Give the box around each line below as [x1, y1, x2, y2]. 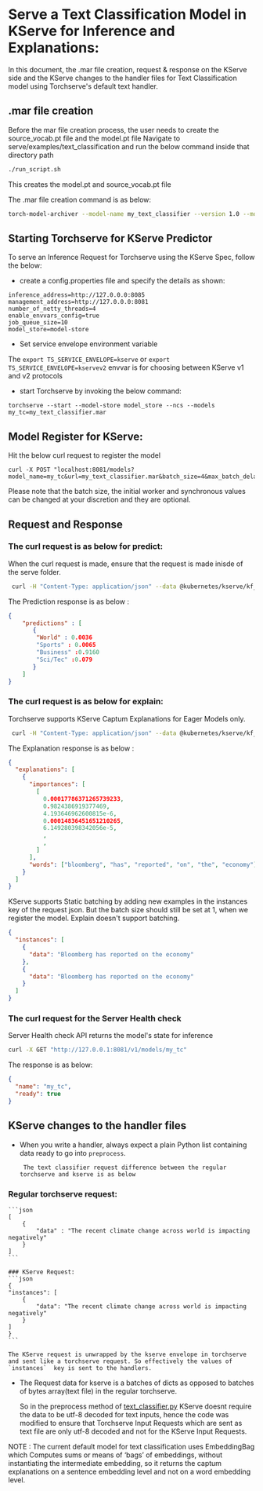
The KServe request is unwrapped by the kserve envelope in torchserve [8, 1350, 247, 1358]
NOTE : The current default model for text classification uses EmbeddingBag [8, 1442, 255, 1451]
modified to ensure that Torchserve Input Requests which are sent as [19, 1418, 243, 1427]
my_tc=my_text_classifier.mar [8, 408, 107, 417]
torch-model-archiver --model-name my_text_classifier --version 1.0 [8, 210, 240, 217]
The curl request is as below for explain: [8, 696, 164, 707]
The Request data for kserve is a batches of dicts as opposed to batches [19, 1378, 254, 1387]
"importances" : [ [28, 780, 86, 788]
